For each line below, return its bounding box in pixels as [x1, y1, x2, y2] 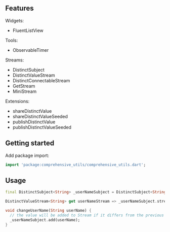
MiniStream [12, 88, 37, 94]
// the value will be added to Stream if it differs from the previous [10, 213, 164, 218]
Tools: [5, 37, 18, 43]
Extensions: [5, 98, 30, 104]
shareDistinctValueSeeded [12, 113, 68, 119]
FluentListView [12, 27, 44, 34]
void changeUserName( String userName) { [5, 208, 92, 213]
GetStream [12, 83, 35, 89]
